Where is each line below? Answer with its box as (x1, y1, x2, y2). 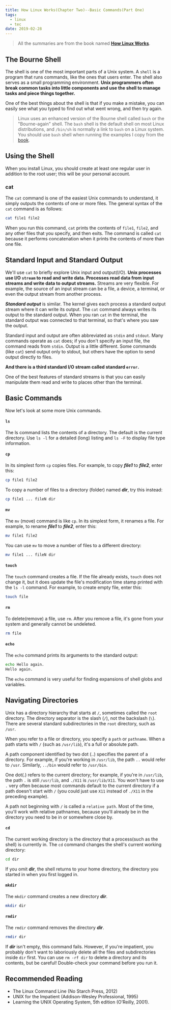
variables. (5, 681, 26, 687)
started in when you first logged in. (5, 871, 79, 877)
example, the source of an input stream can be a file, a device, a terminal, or (5, 286, 165, 292)
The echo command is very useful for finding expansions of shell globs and (5, 676, 162, 682)
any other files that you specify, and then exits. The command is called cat (5, 230, 162, 236)
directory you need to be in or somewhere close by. (5, 814, 113, 820)
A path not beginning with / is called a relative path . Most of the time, (5, 803, 154, 809)
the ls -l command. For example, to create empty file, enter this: (5, 584, 142, 591)
